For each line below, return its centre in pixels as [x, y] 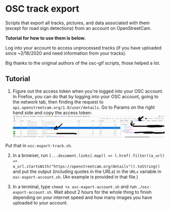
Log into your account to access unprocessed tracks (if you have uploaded [83, 48]
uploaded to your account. [40, 203]
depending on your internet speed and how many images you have [82, 197]
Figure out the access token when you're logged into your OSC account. [88, 91]
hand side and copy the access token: [52, 112]
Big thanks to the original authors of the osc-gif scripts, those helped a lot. [83, 63]
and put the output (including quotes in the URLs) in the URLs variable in [87, 172]
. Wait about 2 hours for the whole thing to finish [101, 192]
